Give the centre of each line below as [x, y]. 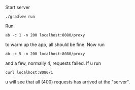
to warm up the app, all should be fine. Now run [55, 44]
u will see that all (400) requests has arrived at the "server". [68, 82]
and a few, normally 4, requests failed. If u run [53, 63]
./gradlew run [20, 17]
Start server [18, 7]
